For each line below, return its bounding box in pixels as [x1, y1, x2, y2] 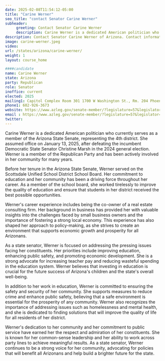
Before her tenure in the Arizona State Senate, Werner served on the [5, 166, 143, 172]
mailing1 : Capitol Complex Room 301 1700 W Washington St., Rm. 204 [5, 98, 148, 103]
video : [5, 44, 19, 49]
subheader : [5, 21, 27, 26]
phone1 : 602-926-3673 [5, 103, 50, 108]
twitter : [5, 117, 23, 121]
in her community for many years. [5, 156, 74, 162]
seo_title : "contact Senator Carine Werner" [5, 16, 98, 21]
